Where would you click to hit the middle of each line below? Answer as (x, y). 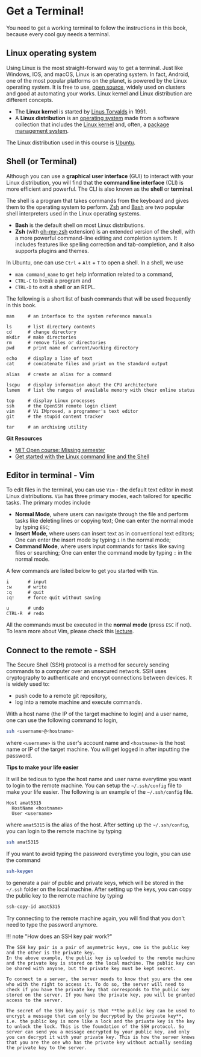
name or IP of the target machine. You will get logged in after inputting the (98, 749)
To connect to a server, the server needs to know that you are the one (99, 979)
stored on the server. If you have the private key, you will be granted (101, 995)
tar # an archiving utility (47, 427)
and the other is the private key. (51, 953)
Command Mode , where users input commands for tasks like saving (100, 546)
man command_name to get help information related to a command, (94, 274)
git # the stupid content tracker (55, 417)
